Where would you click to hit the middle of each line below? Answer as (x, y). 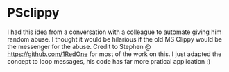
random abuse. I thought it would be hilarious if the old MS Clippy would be (115, 39)
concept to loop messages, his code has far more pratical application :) (109, 61)
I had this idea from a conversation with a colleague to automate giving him (114, 32)
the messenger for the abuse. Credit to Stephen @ (79, 46)
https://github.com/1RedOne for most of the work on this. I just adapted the (114, 54)
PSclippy (33, 13)
